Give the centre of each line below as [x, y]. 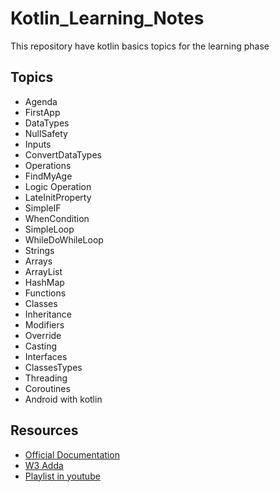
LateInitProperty [58, 197]
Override [43, 335]
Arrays [38, 261]
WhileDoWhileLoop [64, 239]
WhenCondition [57, 218]
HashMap [44, 282]
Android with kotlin [63, 399]
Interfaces [46, 356]
